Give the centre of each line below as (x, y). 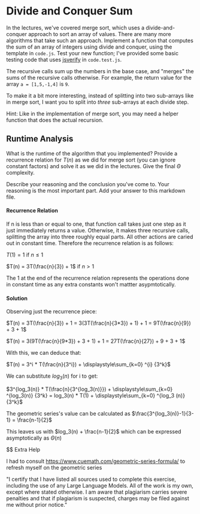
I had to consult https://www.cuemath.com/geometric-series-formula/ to (96, 461)
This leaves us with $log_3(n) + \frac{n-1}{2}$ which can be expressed (94, 431)
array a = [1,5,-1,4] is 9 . (38, 84)
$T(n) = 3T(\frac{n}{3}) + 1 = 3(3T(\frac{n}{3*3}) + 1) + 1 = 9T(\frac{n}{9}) (99, 323)
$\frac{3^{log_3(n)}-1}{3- (163, 413)
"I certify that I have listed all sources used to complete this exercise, (91, 479)
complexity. (20, 172)
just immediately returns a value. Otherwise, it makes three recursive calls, (98, 230)
